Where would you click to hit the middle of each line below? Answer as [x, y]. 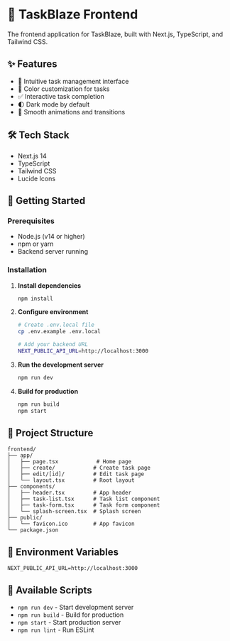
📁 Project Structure [50, 433]
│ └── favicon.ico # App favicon [71, 524]
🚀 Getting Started [46, 201]
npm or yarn [35, 244]
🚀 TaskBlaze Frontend [73, 15]
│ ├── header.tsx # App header [70, 493]
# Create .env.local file [56, 325]
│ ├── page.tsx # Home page [70, 462]
